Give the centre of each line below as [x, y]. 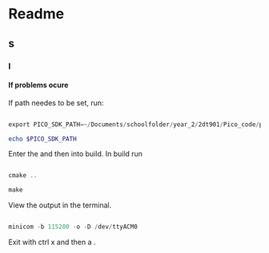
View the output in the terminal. [60, 205]
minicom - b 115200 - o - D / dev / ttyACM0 [73, 227]
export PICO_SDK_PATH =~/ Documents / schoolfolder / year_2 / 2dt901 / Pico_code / [134, 125]
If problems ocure [38, 85]
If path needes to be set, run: [56, 103]
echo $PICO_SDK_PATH [43, 139]
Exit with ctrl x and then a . [52, 242]
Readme [36, 14]
